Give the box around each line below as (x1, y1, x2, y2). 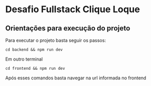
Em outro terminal (5, 56, 43, 62)
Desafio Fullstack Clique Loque (5, 4, 140, 15)
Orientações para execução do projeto (5, 24, 131, 33)
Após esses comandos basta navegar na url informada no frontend (5, 75, 147, 81)
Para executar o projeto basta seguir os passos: (5, 37, 106, 43)
